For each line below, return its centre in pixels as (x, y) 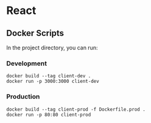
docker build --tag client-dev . (49, 76)
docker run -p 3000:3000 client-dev (53, 82)
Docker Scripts (35, 33)
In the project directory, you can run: (52, 47)
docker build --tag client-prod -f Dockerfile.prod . (76, 109)
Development (27, 63)
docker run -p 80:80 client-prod (49, 114)
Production (23, 97)
